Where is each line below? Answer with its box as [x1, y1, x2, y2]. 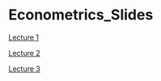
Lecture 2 [8, 48, 40, 58]
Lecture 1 [8, 32, 39, 42]
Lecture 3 [8, 63, 40, 74]
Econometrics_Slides [8, 6, 154, 24]
